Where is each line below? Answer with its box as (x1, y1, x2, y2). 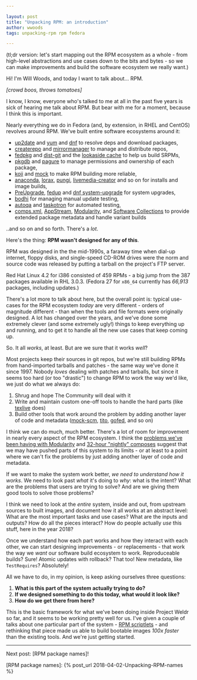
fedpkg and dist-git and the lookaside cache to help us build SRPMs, (14, 152, 181, 159)
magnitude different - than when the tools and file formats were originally (6, 308, 183, 315)
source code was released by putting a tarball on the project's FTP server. (6, 260, 185, 267)
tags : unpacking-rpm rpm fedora (6, 30, 85, 36)
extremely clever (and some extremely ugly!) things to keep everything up (6, 321, 185, 328)
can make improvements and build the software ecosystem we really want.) (6, 64, 189, 71)
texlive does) (14, 404, 46, 412)
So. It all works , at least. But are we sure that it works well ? (6, 344, 148, 352)
